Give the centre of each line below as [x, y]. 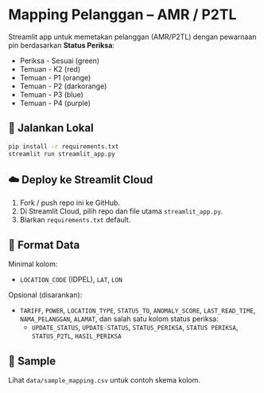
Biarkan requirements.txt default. [75, 220]
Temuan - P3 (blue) [51, 94]
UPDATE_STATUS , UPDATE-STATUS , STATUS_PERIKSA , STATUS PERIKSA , [135, 328]
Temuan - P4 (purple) [55, 103]
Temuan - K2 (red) [50, 69]
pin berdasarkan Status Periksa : [62, 45]
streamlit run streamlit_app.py [62, 154]
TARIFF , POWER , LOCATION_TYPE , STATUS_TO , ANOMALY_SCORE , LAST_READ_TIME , [138, 310]
